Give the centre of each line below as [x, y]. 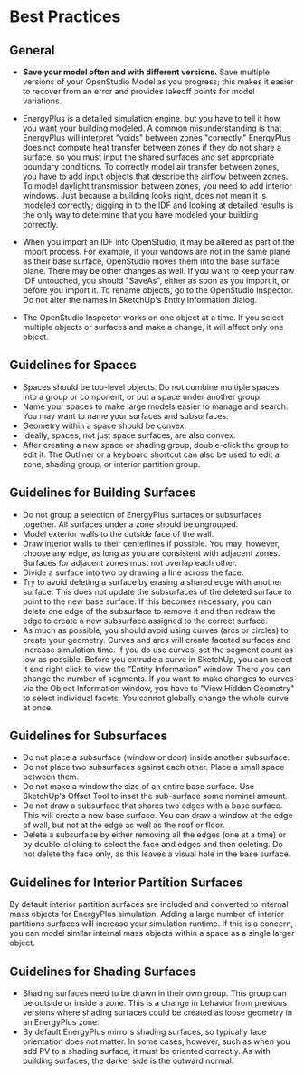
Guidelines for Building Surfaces [103, 493]
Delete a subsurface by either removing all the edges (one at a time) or [154, 835]
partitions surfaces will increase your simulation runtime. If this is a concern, [152, 924]
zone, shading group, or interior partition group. [111, 464]
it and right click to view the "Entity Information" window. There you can [157, 669]
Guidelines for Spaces [73, 365]
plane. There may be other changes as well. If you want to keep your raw [158, 271]
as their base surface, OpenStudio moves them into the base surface [151, 261]
